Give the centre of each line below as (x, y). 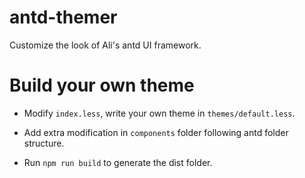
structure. (44, 143)
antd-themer (63, 17)
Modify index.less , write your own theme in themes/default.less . (159, 113)
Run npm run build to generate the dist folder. (118, 162)
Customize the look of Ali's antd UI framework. (105, 45)
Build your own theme (102, 85)
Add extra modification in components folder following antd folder (156, 132)
